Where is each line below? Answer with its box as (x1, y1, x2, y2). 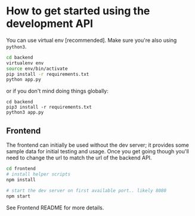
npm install (6, 177, 36, 183)
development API (6, 17, 94, 30)
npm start (6, 193, 31, 199)
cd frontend (6, 166, 36, 172)
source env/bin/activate (6, 66, 68, 72)
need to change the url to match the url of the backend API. (6, 154, 152, 162)
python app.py (6, 76, 42, 83)
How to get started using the (6, 4, 150, 18)
